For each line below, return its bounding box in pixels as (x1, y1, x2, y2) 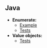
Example (19, 22, 37, 28)
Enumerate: (12, 17, 37, 23)
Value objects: (12, 32, 43, 38)
